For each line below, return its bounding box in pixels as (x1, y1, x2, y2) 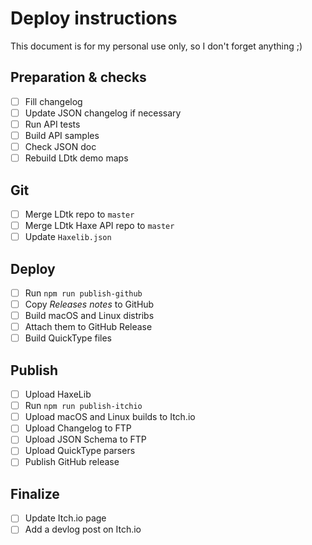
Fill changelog (24, 95, 83, 107)
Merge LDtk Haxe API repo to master (24, 220, 175, 231)
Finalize (10, 485, 60, 502)
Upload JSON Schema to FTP (24, 433, 147, 446)
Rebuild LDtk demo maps (24, 152, 129, 164)
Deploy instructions (10, 7, 178, 30)
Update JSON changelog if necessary (24, 107, 182, 119)
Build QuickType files (24, 332, 112, 344)
